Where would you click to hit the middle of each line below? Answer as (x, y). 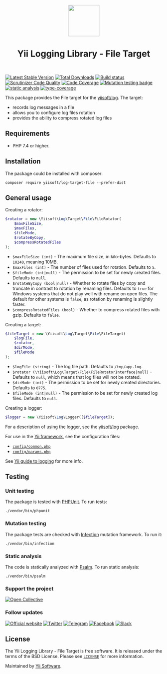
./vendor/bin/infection (30, 544)
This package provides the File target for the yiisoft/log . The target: (74, 97)
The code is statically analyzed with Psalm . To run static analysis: (72, 567)
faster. (19, 304)
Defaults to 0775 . (29, 388)
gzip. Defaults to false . (36, 315)
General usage (28, 198)
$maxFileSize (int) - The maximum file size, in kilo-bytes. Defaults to (84, 256)
